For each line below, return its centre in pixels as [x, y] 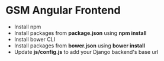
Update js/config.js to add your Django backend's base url [86, 52]
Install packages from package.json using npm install [80, 33]
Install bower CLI [35, 39]
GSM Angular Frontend [63, 10]
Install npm [28, 27]
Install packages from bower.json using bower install [80, 46]
